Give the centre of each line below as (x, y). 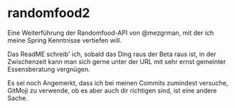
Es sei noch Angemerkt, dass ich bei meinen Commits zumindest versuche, (118, 82)
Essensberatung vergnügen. (49, 69)
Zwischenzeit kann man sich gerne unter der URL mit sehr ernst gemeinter (117, 61)
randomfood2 (49, 13)
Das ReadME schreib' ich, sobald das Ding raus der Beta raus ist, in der (112, 54)
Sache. (18, 98)
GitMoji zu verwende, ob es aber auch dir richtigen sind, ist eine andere (112, 90)
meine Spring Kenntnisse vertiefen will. (65, 40)
